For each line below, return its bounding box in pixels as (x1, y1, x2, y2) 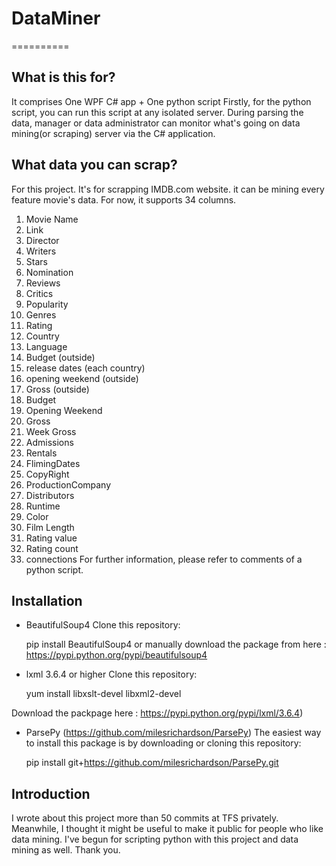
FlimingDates (25, 457, 81, 469)
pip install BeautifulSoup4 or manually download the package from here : (25, 638, 327, 651)
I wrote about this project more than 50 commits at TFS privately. (11, 812, 279, 824)
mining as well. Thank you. (11, 844, 121, 856)
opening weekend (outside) (25, 372, 139, 384)
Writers (25, 245, 57, 257)
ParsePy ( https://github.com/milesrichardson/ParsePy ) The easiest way (25, 727, 322, 739)
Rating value (25, 532, 78, 544)
